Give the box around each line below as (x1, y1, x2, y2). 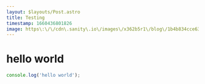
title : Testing (6, 15, 45, 21)
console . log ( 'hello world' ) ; (6, 72, 81, 79)
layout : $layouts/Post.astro (6, 9, 81, 15)
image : (6, 26, 23, 32)
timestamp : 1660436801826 (6, 20, 72, 26)
